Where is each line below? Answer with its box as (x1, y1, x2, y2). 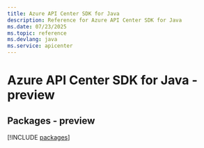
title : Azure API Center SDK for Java (7, 10, 120, 17)
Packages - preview (7, 115, 95, 126)
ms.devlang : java (7, 36, 58, 43)
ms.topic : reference (7, 29, 68, 37)
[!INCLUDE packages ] (7, 133, 70, 141)
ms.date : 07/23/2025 (7, 23, 68, 30)
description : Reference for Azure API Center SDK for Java (7, 17, 182, 24)
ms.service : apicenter (7, 42, 73, 49)
